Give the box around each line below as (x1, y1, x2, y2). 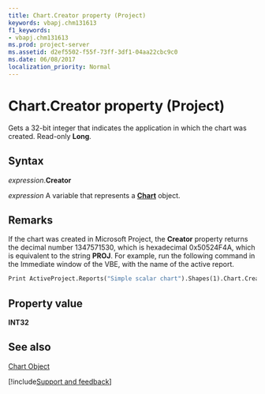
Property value (8, 297, 83, 310)
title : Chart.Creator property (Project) (8, 11, 147, 20)
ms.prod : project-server (8, 41, 90, 49)
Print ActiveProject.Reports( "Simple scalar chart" (8, 275, 181, 283)
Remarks (8, 213, 54, 227)
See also (8, 340, 51, 354)
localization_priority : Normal (8, 63, 111, 71)
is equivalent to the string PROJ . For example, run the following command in (8, 251, 256, 261)
